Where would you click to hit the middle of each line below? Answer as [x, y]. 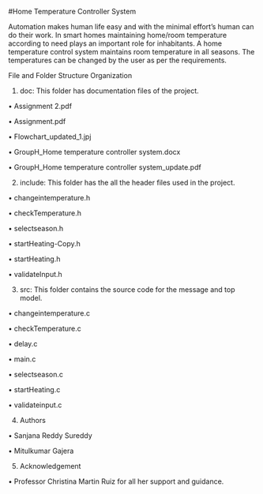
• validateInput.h [36, 274]
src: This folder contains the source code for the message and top [127, 290]
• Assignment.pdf [37, 121]
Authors [32, 420]
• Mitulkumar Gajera [41, 451]
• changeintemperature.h [49, 198]
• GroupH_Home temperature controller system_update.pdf [105, 167]
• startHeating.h [34, 259]
